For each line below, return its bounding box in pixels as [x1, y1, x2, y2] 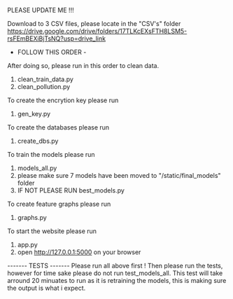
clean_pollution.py [17, 83, 71, 90]
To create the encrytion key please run [7, 96, 119, 104]
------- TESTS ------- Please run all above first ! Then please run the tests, [7, 262, 223, 270]
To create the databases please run [7, 123, 110, 132]
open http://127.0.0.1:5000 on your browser [17, 248, 141, 256]
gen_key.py [17, 110, 51, 118]
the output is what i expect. [7, 284, 86, 292]
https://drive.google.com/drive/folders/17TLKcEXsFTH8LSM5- [7, 27, 188, 35]
